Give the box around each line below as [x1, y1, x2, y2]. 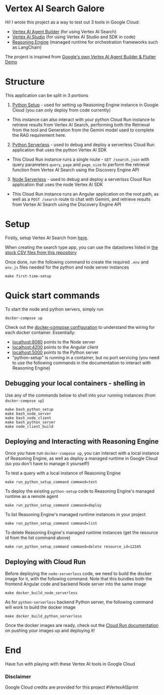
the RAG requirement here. [12, 132, 66, 138]
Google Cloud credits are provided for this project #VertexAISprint [5, 684, 139, 690]
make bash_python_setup [5, 407, 54, 412]
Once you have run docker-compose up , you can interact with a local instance [5, 450, 160, 456]
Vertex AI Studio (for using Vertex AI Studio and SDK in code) [12, 34, 136, 40]
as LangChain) [12, 44, 42, 50]
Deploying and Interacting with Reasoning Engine [5, 437, 159, 446]
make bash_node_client [5, 415, 51, 421]
